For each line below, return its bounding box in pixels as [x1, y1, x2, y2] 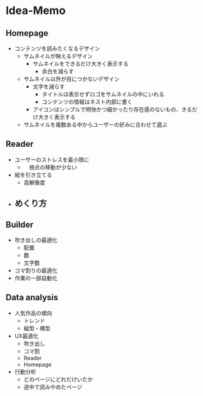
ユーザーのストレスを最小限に [14, 156, 89, 163]
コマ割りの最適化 [14, 267, 58, 274]
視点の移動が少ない [29, 163, 77, 171]
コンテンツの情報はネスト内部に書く [41, 98, 133, 105]
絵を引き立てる [14, 171, 52, 179]
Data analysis [5, 292, 58, 303]
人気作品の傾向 [14, 309, 52, 317]
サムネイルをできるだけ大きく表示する [32, 60, 129, 67]
